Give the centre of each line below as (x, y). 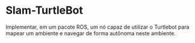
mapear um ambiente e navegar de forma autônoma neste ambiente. (91, 33)
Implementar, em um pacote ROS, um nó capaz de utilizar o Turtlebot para (97, 27)
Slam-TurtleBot (45, 10)
